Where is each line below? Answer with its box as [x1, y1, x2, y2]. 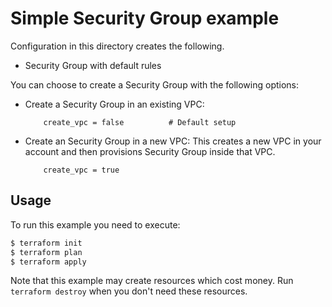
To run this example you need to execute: [10, 218, 181, 231]
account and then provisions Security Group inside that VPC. [24, 145, 276, 157]
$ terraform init [10, 238, 83, 248]
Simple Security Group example [10, 7, 280, 30]
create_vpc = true [43, 165, 120, 175]
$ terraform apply [10, 257, 87, 267]
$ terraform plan [10, 247, 83, 257]
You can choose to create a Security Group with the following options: [10, 78, 300, 91]
